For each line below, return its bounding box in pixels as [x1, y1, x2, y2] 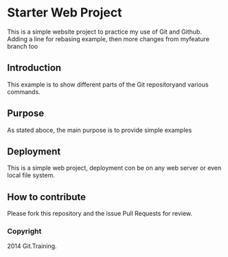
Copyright [7, 227, 42, 236]
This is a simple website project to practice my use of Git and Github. [7, 27, 203, 36]
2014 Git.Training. [7, 242, 57, 250]
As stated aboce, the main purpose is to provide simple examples [7, 126, 192, 134]
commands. [7, 87, 41, 96]
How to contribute [7, 191, 87, 203]
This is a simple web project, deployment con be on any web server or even [7, 164, 222, 172]
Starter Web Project [7, 5, 122, 21]
